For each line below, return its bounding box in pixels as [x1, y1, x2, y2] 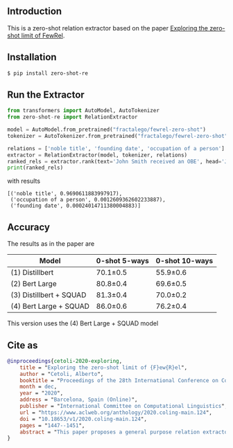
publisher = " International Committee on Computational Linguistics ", [19, 403, 228, 410]
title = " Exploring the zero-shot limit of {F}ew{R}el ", [19, 364, 188, 371]
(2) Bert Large [10, 279, 57, 289]
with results [7, 177, 40, 186]
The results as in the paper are [7, 240, 95, 248]
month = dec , [19, 384, 58, 391]
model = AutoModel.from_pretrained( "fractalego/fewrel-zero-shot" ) [7, 126, 207, 134]
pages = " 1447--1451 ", [19, 422, 85, 429]
